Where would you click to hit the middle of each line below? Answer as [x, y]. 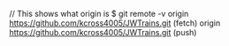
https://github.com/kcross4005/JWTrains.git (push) [103, 32]
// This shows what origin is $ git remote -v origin [99, 14]
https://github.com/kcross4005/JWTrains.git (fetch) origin [115, 23]
